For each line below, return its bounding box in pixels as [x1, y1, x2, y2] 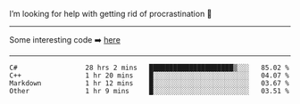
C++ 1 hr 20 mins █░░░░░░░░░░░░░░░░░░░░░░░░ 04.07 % [9, 71, 290, 80]
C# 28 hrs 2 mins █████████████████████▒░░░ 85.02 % [9, 63, 290, 72]
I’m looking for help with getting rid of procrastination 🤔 [9, 9, 212, 19]
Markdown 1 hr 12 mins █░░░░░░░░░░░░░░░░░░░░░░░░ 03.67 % [9, 79, 290, 88]
